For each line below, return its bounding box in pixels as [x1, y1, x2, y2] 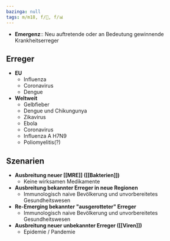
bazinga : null [6, 8, 41, 15]
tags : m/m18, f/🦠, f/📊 [6, 14, 64, 20]
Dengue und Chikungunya [23, 107, 87, 114]
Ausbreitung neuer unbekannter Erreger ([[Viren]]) [14, 222, 143, 229]
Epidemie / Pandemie [23, 229, 76, 236]
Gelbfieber [23, 101, 50, 108]
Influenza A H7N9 [23, 133, 67, 140]
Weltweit [14, 95, 38, 102]
